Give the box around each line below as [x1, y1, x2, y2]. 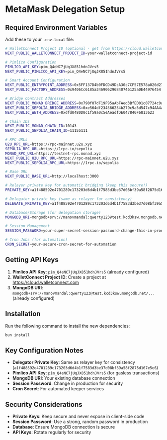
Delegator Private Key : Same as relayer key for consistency [12, 359, 135, 365]
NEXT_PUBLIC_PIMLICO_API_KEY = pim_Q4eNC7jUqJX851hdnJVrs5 [5, 69, 126, 74]
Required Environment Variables [5, 23, 108, 32]
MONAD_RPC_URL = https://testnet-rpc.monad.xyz [5, 151, 101, 156]
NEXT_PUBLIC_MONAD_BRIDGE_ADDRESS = [5, 100, 79, 105]
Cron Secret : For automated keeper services [12, 386, 104, 392]
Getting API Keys [5, 256, 59, 264]
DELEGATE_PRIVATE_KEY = [5, 201, 52, 206]
